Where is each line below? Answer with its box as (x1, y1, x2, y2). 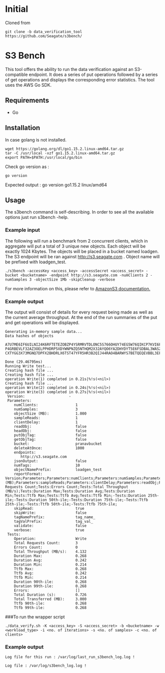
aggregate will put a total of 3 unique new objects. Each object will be (5, 243, 146, 249)
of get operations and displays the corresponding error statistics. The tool (5, 76, 155, 82)
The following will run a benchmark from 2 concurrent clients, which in (5, 238, 148, 244)
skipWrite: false (14, 510, 87, 515)
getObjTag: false (14, 437, 87, 442)
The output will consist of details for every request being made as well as (5, 309, 153, 315)
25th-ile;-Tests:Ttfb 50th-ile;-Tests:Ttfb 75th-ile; (5, 501, 118, 506)
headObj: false (14, 428, 87, 433)
